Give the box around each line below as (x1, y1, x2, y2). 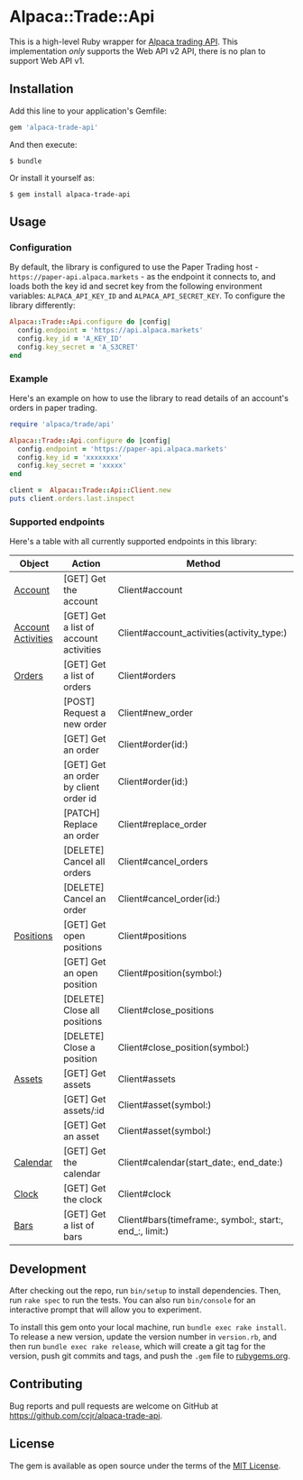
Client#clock (117, 1188, 171, 1201)
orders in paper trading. (9, 402, 97, 413)
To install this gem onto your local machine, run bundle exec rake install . (9, 1322, 287, 1333)
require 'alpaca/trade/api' (9, 419, 115, 429)
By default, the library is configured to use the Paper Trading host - (9, 261, 259, 272)
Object (19, 557, 50, 570)
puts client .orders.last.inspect (9, 494, 135, 504)
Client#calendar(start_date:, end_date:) (117, 1156, 284, 1169)
